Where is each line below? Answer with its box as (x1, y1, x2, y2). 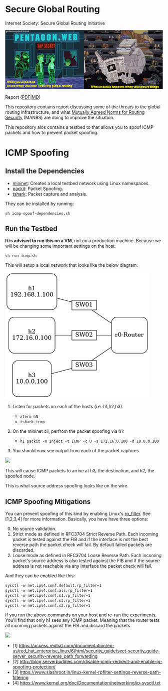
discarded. (12, 547, 35, 553)
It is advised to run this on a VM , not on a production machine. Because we (5, 238, 161, 244)
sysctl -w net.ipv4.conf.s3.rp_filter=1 (5, 598, 91, 603)
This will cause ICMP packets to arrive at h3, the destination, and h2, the (5, 468, 154, 474)
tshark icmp (19, 420, 45, 425)
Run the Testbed (5, 225, 57, 233)
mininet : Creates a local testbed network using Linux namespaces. (12, 180, 150, 186)
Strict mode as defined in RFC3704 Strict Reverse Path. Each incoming (12, 531, 158, 537)
